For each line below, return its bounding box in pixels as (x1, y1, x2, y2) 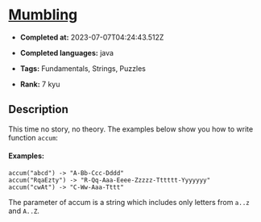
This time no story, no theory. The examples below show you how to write (8, 124, 254, 134)
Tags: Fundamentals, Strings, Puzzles (19, 63, 147, 73)
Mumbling (8, 6, 78, 24)
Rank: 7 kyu (19, 79, 60, 89)
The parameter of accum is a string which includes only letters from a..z (8, 197, 250, 207)
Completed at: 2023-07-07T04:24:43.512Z (19, 32, 164, 42)
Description (8, 103, 68, 116)
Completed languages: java (19, 48, 114, 57)
